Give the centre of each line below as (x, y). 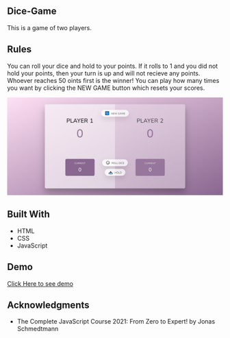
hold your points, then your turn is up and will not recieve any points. (104, 73)
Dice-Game (32, 11)
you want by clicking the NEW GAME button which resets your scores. (106, 88)
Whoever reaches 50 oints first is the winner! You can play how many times (113, 80)
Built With (28, 214)
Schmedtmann (38, 329)
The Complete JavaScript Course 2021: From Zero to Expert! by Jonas (116, 322)
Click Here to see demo (40, 283)
